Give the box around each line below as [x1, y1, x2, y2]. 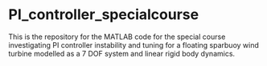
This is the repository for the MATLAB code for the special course [8, 32, 226, 41]
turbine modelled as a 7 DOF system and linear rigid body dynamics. [8, 49, 236, 58]
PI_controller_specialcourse [8, 6, 199, 24]
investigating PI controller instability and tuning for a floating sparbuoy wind [8, 40, 259, 49]
